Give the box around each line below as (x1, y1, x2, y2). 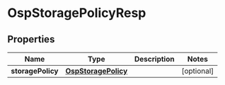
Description (134, 55, 175, 64)
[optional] (181, 66, 214, 76)
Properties (7, 33, 55, 45)
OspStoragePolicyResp (7, 5, 146, 21)
